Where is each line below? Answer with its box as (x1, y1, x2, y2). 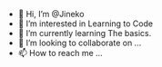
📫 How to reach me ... (17, 48, 103, 58)
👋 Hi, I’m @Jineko (17, 9, 85, 19)
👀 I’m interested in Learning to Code (17, 18, 153, 29)
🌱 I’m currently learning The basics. (17, 28, 152, 38)
